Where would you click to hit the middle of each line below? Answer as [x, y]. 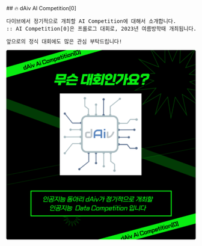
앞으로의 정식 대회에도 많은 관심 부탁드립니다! [64, 41]
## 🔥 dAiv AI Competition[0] [41, 8]
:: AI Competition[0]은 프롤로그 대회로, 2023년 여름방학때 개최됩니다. [102, 29]
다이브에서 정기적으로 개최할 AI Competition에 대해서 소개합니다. [91, 21]
